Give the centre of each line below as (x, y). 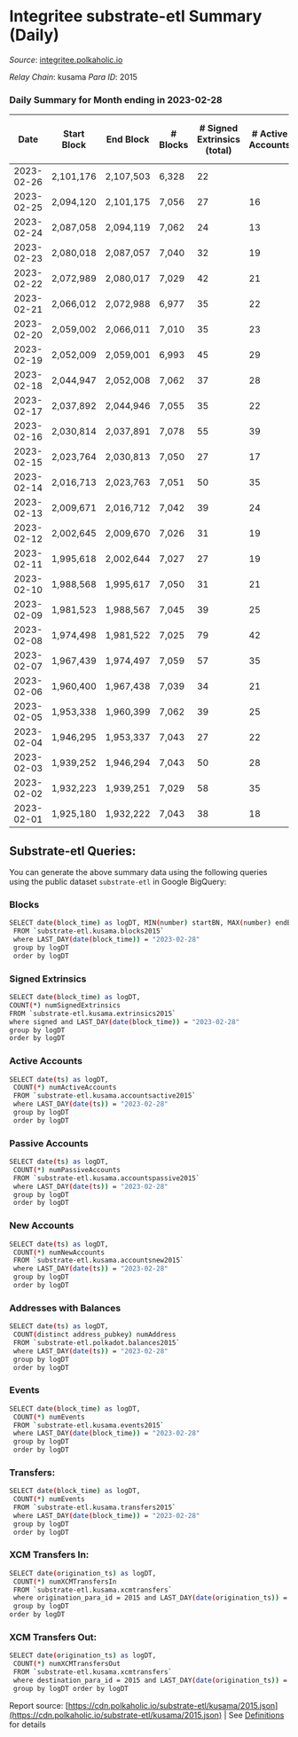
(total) (219, 151)
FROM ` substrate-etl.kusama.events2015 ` (89, 1425)
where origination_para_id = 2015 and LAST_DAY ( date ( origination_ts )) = (150, 1598)
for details (27, 1724)
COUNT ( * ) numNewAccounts (59, 1252)
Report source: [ (39, 1705)
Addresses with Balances (65, 1308)
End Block (128, 139)
